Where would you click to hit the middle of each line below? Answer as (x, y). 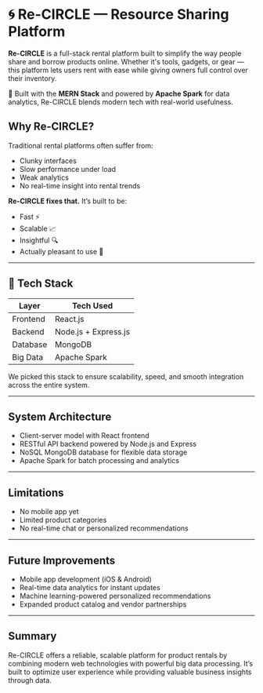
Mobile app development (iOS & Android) (86, 579)
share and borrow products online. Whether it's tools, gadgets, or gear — (126, 61)
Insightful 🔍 (39, 240)
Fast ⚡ (30, 217)
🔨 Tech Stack (41, 284)
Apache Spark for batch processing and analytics (99, 461)
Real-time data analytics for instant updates (90, 587)
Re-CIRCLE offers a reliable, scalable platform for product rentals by (118, 655)
